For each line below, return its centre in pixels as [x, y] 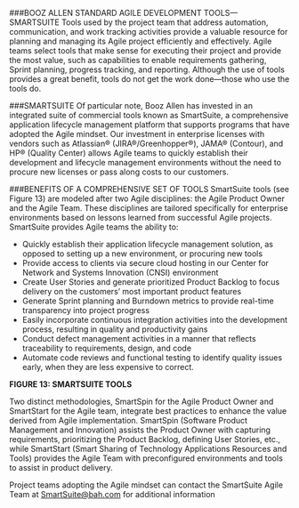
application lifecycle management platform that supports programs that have [149, 125]
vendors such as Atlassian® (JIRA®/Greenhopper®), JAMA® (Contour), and [146, 143]
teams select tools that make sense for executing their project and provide [145, 51]
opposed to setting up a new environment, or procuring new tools [142, 254]
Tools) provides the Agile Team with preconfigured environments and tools [146, 458]
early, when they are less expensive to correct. [108, 367]
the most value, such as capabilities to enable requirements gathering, [138, 60]
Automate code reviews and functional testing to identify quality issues [152, 358]
